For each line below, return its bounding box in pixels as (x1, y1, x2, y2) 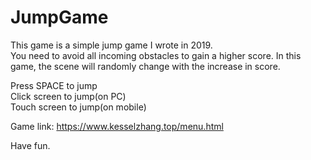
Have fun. (10, 139, 51, 151)
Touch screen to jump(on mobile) (10, 101, 147, 113)
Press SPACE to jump (10, 79, 98, 91)
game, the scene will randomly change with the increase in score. (10, 60, 281, 72)
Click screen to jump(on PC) (10, 90, 127, 102)
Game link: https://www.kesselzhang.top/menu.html (10, 120, 224, 132)
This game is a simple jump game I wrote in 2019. (10, 39, 213, 51)
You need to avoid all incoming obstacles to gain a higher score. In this (10, 49, 302, 61)
